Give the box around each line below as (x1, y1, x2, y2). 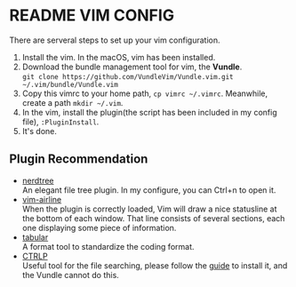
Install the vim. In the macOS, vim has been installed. (21, 52, 216, 62)
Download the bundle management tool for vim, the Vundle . (21, 61, 243, 72)
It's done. (21, 125, 58, 136)
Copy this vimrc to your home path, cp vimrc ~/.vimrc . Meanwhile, (21, 88, 268, 99)
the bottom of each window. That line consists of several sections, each (21, 212, 285, 223)
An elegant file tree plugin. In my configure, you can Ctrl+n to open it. (21, 184, 276, 195)
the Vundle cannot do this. (21, 269, 120, 280)
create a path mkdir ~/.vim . (21, 97, 124, 108)
